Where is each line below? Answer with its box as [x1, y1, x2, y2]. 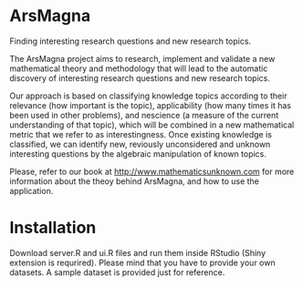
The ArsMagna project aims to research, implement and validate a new [9, 53, 276, 64]
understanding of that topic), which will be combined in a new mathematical [9, 119, 295, 130]
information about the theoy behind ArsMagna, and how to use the [9, 175, 260, 187]
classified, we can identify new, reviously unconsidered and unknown [9, 138, 271, 149]
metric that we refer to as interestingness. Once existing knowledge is [9, 128, 272, 139]
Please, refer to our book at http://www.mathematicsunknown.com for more [9, 166, 295, 177]
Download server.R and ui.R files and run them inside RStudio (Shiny [9, 247, 266, 258]
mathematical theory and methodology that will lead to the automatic [9, 63, 268, 74]
